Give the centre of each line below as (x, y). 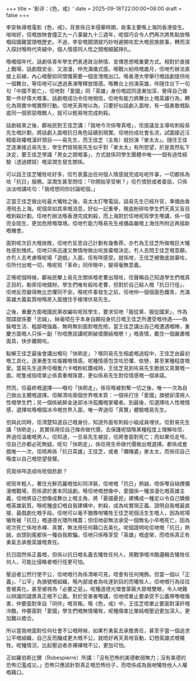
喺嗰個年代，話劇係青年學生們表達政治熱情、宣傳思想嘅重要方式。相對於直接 (98, 61)
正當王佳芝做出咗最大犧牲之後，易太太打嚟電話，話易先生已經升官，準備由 (95, 201)
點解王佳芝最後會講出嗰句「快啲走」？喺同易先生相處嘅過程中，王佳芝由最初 (98, 353)
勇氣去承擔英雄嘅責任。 (34, 542)
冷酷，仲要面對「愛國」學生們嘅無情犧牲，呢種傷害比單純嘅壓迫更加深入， (95, 611)
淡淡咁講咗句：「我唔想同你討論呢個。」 (52, 189)
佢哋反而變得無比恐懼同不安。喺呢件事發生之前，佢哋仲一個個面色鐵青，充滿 (98, 292)
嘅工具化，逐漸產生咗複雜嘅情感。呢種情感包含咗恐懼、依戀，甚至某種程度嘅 (98, 361)
